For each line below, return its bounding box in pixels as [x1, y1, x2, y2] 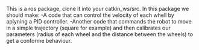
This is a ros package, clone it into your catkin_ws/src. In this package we [6, 5, 189, 12]
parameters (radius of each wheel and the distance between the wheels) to [6, 31, 194, 38]
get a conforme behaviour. [6, 37, 72, 44]
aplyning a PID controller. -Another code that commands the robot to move [6, 18, 192, 25]
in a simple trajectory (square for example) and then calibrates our [6, 24, 171, 31]
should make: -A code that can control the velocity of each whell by [6, 11, 175, 19]
